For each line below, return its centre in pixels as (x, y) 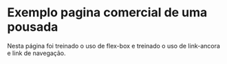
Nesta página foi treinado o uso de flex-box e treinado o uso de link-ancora (113, 46)
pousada (33, 27)
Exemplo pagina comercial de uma (107, 13)
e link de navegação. (37, 53)
